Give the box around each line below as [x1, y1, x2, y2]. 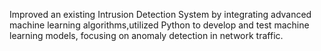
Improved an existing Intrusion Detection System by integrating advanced [9, 9, 312, 20]
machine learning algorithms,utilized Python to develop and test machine [9, 19, 310, 31]
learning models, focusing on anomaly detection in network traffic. [9, 30, 284, 41]
